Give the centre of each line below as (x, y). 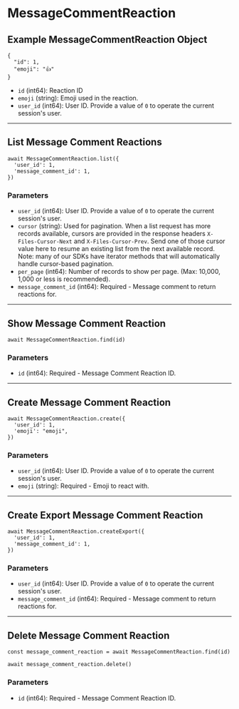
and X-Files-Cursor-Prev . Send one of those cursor (149, 241)
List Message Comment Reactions (85, 142)
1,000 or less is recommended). (64, 279)
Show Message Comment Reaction (86, 323)
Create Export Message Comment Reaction (105, 515)
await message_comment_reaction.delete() (70, 665)
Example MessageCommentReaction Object (107, 40)
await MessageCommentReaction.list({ (63, 158)
